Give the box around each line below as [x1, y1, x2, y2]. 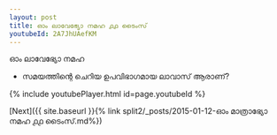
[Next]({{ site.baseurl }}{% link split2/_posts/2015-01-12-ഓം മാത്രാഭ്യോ [9, 106, 268, 116]
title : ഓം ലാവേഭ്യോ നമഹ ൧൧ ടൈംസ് [9, 21, 148, 30]
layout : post [9, 12, 58, 22]
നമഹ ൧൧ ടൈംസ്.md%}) [9, 116, 103, 126]
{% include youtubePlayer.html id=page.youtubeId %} [9, 89, 206, 100]
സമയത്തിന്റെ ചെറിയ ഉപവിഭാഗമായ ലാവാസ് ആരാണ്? [21, 71, 230, 82]
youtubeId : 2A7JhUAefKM [9, 29, 97, 38]
